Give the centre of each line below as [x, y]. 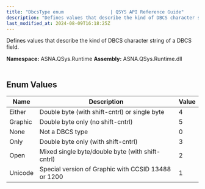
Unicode [22, 173]
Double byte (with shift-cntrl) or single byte [102, 112]
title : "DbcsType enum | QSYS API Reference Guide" [95, 12]
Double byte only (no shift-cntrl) [86, 122]
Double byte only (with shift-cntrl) [88, 142]
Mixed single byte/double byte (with [91, 152]
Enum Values [32, 84]
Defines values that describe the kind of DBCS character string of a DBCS [99, 41]
